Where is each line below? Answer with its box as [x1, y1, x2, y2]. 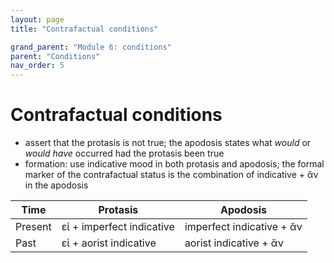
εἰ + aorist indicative [61, 236, 157, 250]
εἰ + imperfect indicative [61, 220, 175, 234]
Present [15, 220, 52, 234]
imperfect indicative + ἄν [184, 220, 303, 234]
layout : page [10, 14, 65, 25]
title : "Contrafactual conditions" [10, 24, 159, 34]
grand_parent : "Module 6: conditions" [10, 42, 172, 52]
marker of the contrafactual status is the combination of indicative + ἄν [24, 169, 319, 181]
